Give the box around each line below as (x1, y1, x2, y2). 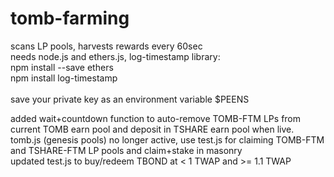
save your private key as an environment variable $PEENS (10, 93, 250, 105)
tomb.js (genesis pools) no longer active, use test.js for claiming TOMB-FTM (10, 133, 325, 146)
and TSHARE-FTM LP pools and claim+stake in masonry (10, 144, 243, 156)
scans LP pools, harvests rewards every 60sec (10, 40, 203, 52)
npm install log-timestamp (10, 72, 118, 84)
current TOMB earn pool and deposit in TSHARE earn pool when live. (10, 123, 295, 135)
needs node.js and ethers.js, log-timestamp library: (10, 50, 221, 62)
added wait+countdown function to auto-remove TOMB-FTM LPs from (10, 112, 302, 124)
